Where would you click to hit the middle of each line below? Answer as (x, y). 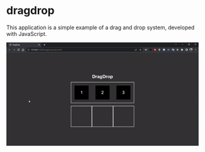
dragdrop (31, 11)
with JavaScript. (27, 33)
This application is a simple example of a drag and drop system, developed (101, 27)
